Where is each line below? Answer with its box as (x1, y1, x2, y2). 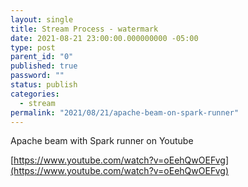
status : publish (10, 80, 78, 90)
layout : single (10, 14, 74, 25)
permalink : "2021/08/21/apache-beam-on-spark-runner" (10, 107, 240, 118)
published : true (10, 61, 78, 71)
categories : (10, 89, 60, 99)
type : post (10, 42, 56, 53)
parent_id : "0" (10, 52, 74, 62)
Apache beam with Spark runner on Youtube (10, 135, 194, 147)
